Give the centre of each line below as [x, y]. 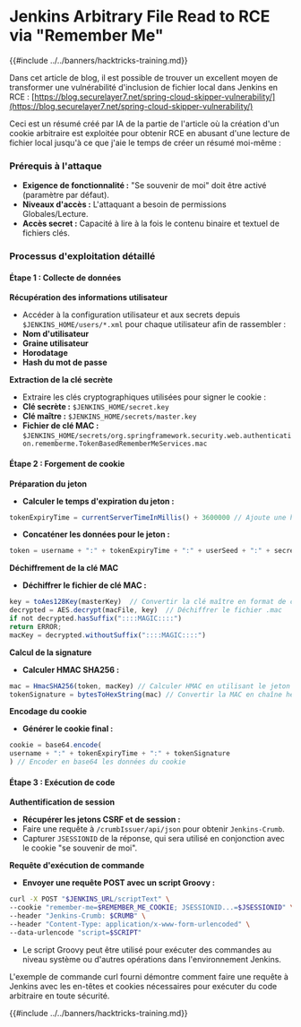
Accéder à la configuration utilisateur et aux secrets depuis [131, 315]
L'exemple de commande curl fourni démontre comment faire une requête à [149, 976]
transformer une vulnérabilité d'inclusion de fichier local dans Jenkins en [144, 87]
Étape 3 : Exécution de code [62, 782]
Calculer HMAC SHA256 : [70, 669]
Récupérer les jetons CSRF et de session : [101, 820]
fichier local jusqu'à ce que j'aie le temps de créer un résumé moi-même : [146, 142]
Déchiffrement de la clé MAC [64, 568]
